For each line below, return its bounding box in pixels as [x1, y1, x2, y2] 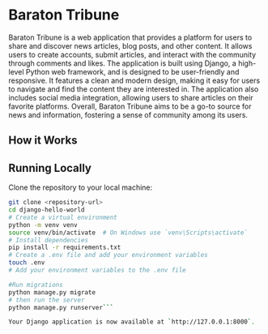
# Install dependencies [8, 236, 89, 244]
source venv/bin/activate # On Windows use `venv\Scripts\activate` [8, 229, 249, 237]
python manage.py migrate [8, 288, 96, 297]
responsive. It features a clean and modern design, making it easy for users [8, 75, 261, 85]
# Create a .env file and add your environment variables [8, 251, 208, 259]
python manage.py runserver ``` [8, 303, 114, 311]
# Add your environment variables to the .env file [8, 266, 186, 275]
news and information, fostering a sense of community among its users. [8, 109, 249, 119]
